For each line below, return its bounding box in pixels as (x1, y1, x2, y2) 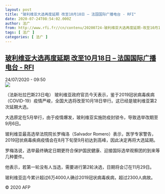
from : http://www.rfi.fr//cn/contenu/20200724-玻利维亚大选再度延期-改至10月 (5, 26, 159, 30)
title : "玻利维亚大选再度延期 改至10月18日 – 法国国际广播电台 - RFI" (5, 12, 137, 17)
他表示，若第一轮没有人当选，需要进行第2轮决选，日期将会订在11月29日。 (5, 164, 155, 170)
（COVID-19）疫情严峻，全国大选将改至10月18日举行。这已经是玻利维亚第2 (5, 98, 157, 104)
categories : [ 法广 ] (5, 35, 48, 40)
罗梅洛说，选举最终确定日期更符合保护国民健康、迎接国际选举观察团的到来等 (5, 147, 160, 153)
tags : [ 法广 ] (5, 30, 35, 35)
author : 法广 (5, 21, 30, 26)
